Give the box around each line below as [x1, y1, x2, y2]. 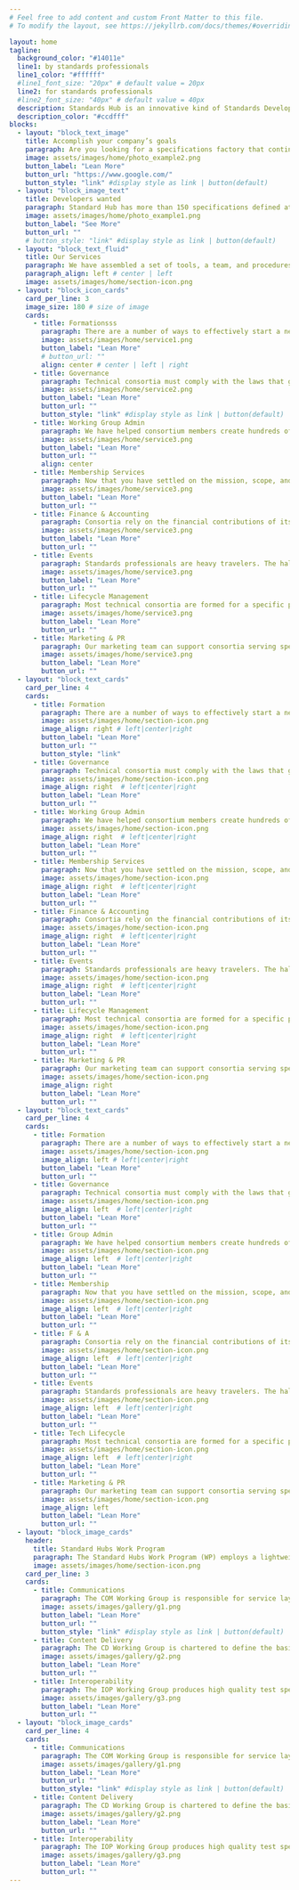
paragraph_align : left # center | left [25, 269, 174, 279]
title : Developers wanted [25, 195, 122, 204]
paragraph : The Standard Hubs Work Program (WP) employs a [32, 1552, 256, 1561]
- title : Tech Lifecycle [32, 1429, 125, 1438]
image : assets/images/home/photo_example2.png [25, 153, 201, 162]
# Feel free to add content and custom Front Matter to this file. [9, 12, 265, 22]
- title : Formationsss [32, 319, 117, 328]
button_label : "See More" [25, 219, 122, 228]
